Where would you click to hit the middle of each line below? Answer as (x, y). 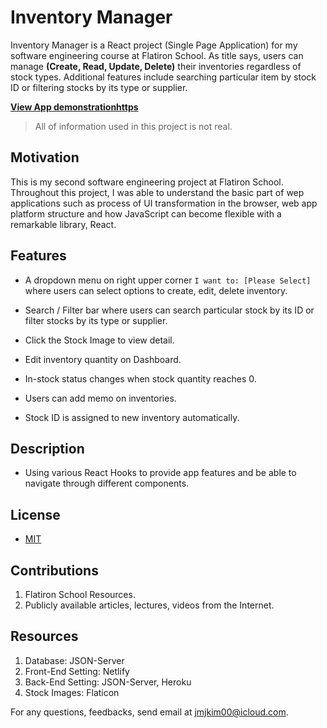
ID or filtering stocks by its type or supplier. (99, 87)
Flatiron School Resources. (80, 594)
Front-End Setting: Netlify (77, 671)
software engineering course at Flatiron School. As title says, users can (157, 55)
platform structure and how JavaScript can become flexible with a (146, 213)
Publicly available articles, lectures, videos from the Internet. (149, 605)
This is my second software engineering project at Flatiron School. (147, 182)
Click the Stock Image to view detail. (99, 340)
